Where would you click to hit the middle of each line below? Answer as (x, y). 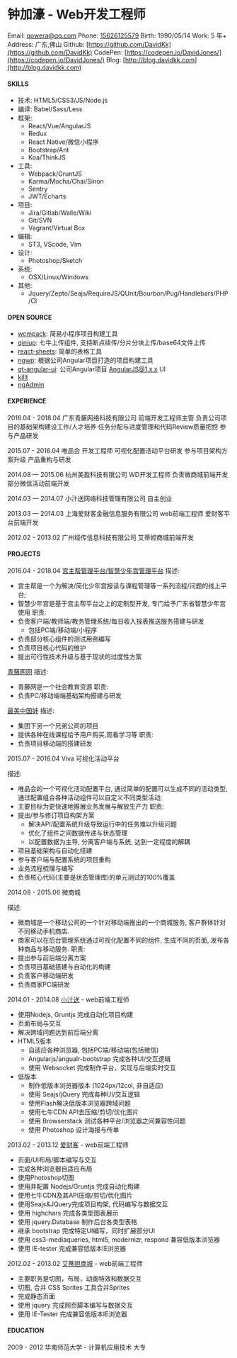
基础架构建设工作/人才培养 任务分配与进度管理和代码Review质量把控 (119, 427)
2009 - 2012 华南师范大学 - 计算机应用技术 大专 (77, 1347)
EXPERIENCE (27, 400)
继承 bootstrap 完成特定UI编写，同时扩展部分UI (86, 1230)
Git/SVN (40, 220)
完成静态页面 (36, 1296)
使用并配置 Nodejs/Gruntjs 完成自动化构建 (79, 1186)
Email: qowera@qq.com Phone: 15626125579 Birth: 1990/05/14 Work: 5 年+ (117, 35)
